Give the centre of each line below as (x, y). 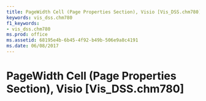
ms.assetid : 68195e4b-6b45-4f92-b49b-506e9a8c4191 (72, 40)
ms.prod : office (27, 35)
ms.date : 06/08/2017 (33, 46)
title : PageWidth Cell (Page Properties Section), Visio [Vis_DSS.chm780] (104, 12)
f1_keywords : (23, 23)
